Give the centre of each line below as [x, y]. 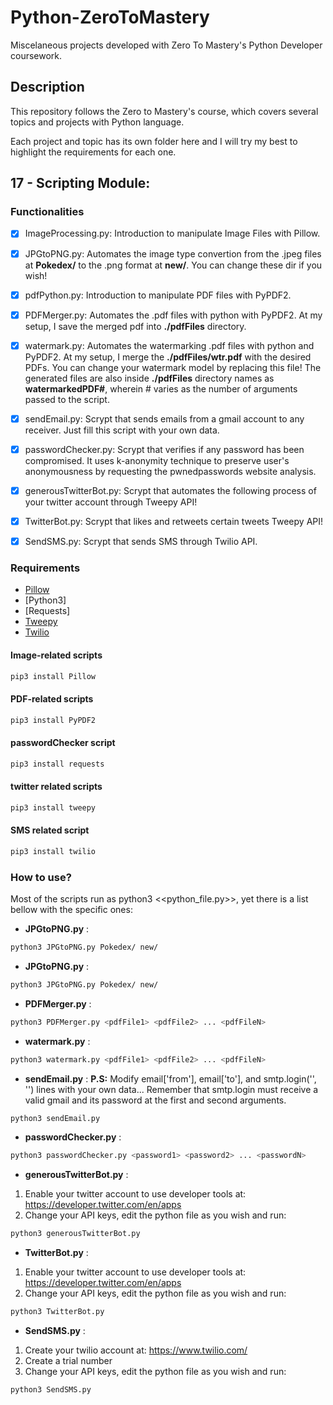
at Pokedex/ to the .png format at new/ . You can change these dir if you [173, 265]
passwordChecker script [63, 743]
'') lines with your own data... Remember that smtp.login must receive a [171, 1089]
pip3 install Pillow [53, 676]
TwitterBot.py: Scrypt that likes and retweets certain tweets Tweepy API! [174, 521]
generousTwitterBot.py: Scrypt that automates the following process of [170, 490]
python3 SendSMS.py [51, 1390]
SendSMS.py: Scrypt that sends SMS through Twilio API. [141, 541]
